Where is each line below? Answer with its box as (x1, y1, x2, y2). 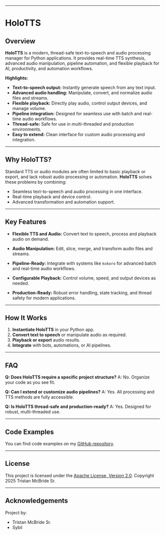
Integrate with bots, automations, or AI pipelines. (12, 342, 111, 348)
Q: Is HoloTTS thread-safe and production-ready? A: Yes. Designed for (5, 403, 151, 410)
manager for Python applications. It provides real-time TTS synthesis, (5, 55, 146, 61)
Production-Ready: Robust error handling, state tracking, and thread (12, 290, 152, 295)
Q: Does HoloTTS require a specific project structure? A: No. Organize (5, 374, 150, 380)
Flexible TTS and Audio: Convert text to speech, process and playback (12, 231, 157, 237)
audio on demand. (12, 236, 49, 242)
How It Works (5, 314, 48, 322)
